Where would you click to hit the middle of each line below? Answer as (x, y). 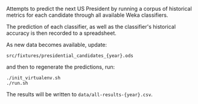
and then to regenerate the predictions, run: (61, 67)
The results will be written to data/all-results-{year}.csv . (79, 94)
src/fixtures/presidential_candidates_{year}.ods (70, 56)
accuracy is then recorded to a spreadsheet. (61, 33)
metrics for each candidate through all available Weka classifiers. (87, 15)
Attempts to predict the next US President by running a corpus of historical (99, 9)
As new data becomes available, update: (57, 45)
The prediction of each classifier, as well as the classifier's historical (91, 27)
